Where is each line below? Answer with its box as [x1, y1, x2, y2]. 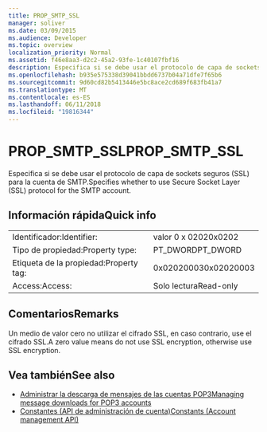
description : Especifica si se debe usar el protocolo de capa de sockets [8, 64, 261, 72]
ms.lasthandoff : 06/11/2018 [8, 100, 102, 108]
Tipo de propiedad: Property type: [12, 244, 137, 255]
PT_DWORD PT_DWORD [153, 244, 242, 255]
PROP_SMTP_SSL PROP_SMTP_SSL [8, 143, 244, 160]
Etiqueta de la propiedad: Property [12, 257, 139, 268]
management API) [19, 415, 79, 425]
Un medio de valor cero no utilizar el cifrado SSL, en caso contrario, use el [8, 328, 252, 338]
